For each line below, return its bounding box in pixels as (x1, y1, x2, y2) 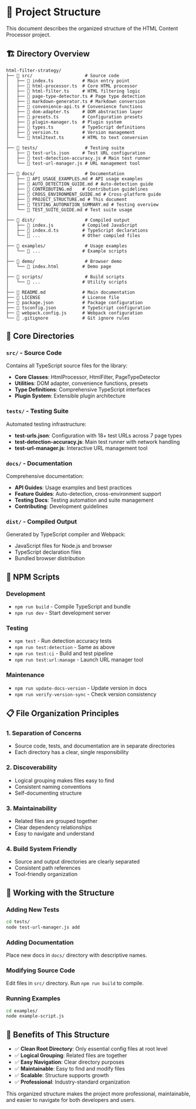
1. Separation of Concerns (6, 729, 82, 737)
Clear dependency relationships (14, 824, 92, 831)
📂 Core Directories (6, 331, 75, 341)
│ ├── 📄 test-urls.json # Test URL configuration (6, 150, 146, 156)
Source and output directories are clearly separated (14, 858, 140, 866)
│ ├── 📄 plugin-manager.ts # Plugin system (6, 119, 122, 125)
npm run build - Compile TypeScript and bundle (14, 603, 131, 610)
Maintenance (6, 671, 45, 679)
